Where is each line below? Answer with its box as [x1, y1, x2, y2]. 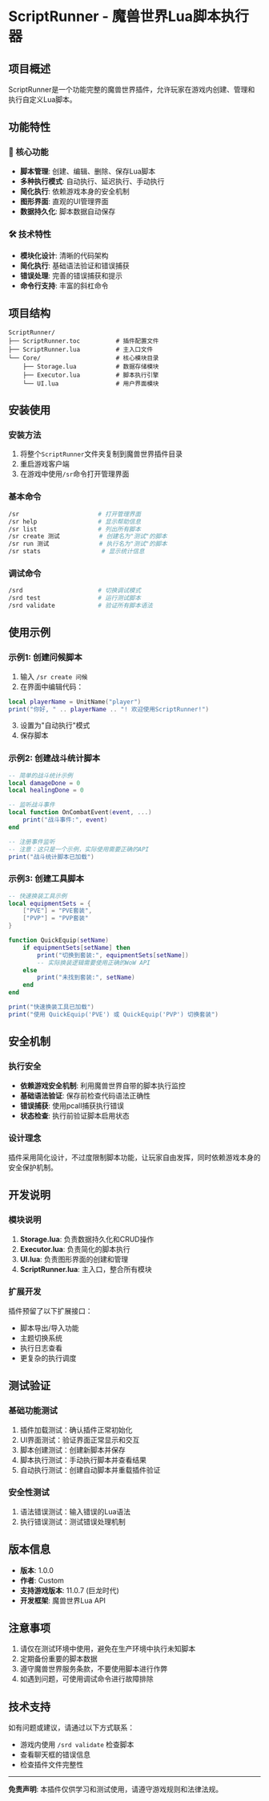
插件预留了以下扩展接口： [8, 1306, 93, 1315]
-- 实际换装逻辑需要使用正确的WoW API [37, 959, 151, 967]
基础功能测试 [8, 1405, 58, 1416]
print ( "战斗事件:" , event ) [22, 816, 108, 824]
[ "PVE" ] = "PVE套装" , [22, 907, 93, 915]
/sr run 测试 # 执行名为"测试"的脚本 [8, 540, 167, 548]
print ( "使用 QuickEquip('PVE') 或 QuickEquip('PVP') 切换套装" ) [8, 1010, 219, 1018]
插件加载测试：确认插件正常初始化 [19, 1424, 133, 1434]
